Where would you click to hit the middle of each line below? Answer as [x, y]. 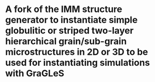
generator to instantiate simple [71, 20]
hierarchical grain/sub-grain [66, 42]
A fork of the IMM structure [64, 9]
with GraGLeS [35, 73]
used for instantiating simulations [78, 63]
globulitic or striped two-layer [69, 31]
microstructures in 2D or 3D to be [77, 52]
